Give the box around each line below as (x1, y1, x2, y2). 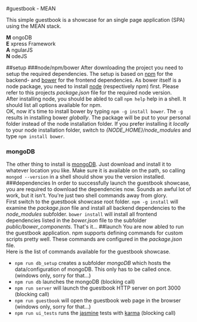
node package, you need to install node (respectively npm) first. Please (6, 83, 179, 90)
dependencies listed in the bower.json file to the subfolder (6, 217, 147, 224)
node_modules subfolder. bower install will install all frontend (6, 211, 158, 218)
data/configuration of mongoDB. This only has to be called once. (14, 266, 172, 273)
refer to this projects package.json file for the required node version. (6, 89, 172, 96)
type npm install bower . (6, 133, 65, 140)
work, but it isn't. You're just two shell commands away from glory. (6, 192, 168, 199)
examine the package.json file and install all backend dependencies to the (6, 204, 186, 212)
